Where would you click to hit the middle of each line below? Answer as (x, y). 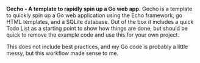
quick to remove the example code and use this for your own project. (93, 35)
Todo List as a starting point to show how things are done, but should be (97, 28)
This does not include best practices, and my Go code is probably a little (97, 46)
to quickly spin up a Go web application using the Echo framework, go (95, 15)
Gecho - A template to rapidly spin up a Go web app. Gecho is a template (99, 9)
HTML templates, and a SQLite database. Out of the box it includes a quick (100, 22)
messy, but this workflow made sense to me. (62, 53)
